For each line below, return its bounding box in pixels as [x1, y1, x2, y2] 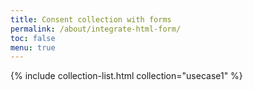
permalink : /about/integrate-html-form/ [10, 24, 182, 34]
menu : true [10, 42, 56, 53]
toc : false [10, 33, 56, 43]
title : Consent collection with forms [10, 14, 172, 25]
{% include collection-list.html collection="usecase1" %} [10, 70, 243, 82]
